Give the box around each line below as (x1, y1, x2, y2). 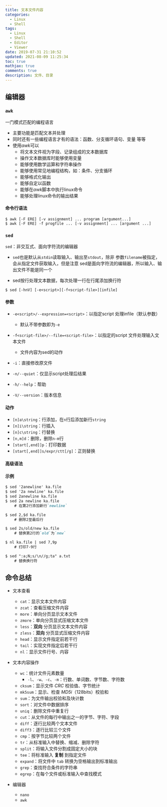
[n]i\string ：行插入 (12, 423, 55, 429)
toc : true (5, 59, 26, 64)
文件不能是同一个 (17, 267, 53, 273)
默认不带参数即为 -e (20, 322, 60, 328)
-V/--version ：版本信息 (12, 392, 62, 398)
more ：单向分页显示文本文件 (20, 611, 78, 617)
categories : (5, 12, 30, 17)
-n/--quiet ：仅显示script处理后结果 (12, 371, 87, 377)
